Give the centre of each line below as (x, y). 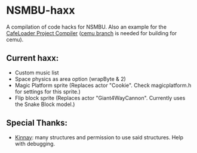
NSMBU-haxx (41, 10)
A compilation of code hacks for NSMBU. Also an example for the (87, 27)
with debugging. (35, 143)
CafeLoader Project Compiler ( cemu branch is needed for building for (92, 33)
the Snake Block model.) (45, 104)
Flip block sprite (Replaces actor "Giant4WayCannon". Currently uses (100, 98)
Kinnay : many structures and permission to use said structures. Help (99, 137)
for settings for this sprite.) (47, 91)
